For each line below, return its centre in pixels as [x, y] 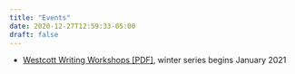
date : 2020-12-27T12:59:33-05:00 [73, 26]
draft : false [34, 34]
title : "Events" [40, 18]
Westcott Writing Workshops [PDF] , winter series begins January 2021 [154, 60]
